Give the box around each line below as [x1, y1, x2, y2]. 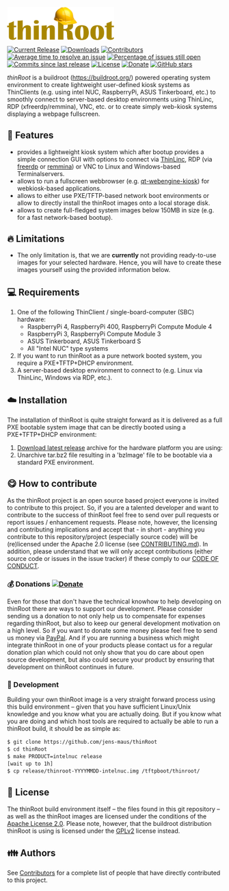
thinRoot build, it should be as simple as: [7, 725, 121, 733]
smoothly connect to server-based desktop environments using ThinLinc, [7, 95, 214, 103]
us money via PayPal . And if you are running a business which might [7, 633, 200, 642]
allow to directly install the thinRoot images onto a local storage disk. [16, 199, 211, 207]
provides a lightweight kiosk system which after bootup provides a [16, 147, 204, 156]
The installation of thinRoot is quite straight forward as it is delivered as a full [7, 416, 223, 424]
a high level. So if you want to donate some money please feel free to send [7, 627, 217, 635]
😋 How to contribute [7, 478, 97, 490]
